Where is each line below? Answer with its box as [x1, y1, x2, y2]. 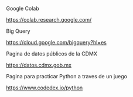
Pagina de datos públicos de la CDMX [6, 50, 98, 57]
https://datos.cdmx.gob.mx [6, 61, 72, 68]
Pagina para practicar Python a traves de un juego [6, 73, 128, 79]
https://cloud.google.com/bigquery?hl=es [6, 39, 107, 46]
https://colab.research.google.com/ [6, 16, 92, 23]
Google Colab [6, 5, 39, 12]
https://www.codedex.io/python [6, 84, 83, 91]
